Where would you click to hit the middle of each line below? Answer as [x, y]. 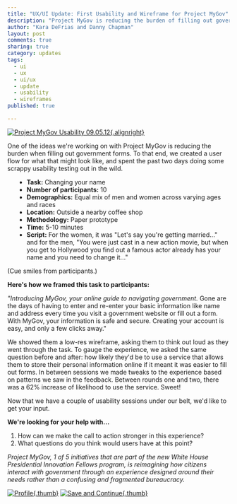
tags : [15, 60]
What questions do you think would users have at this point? [105, 443]
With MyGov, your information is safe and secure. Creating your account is [116, 321]
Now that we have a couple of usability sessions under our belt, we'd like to [117, 401]
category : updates [34, 54]
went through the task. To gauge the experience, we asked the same [107, 349]
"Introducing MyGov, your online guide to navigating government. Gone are [117, 298]
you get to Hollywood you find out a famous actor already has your [123, 250]
